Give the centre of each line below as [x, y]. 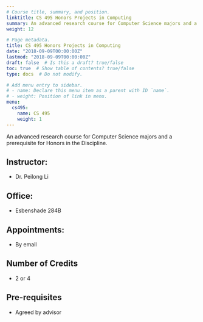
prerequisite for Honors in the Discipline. [57, 143]
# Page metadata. [28, 40]
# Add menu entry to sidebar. [45, 85]
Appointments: [36, 230]
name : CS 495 [34, 113]
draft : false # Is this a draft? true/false [65, 63]
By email [26, 244]
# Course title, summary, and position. [58, 12]
